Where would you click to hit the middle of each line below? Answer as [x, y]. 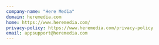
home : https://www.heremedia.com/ [48, 22]
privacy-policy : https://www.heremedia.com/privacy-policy [80, 28]
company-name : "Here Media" [40, 11]
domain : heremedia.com [34, 17]
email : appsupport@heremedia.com [47, 33]
